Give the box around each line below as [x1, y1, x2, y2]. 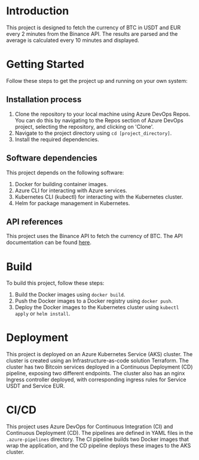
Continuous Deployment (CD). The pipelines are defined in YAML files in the [6, 430, 193, 437]
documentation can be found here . [6, 239, 91, 246]
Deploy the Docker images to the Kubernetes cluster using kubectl [14, 304, 179, 311]
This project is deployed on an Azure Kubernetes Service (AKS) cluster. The [6, 351, 193, 358]
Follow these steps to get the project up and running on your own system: [6, 77, 188, 84]
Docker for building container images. [14, 180, 108, 187]
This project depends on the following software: [6, 169, 124, 176]
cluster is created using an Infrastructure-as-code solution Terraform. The [6, 357, 189, 365]
